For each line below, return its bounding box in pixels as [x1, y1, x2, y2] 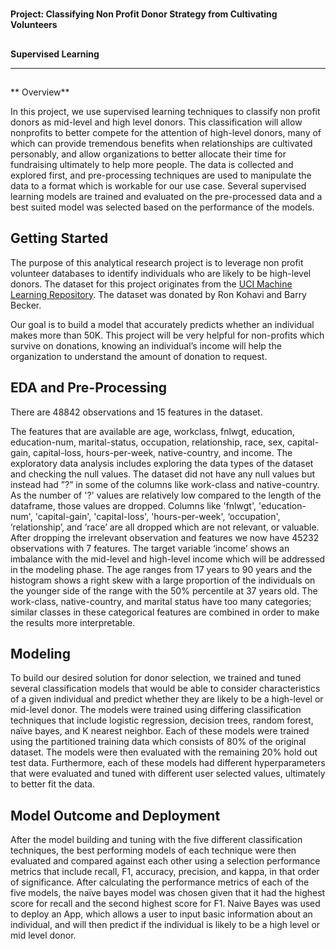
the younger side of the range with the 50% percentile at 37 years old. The [10, 584, 318, 597]
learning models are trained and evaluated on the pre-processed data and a [10, 190, 323, 202]
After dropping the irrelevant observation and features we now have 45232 [10, 531, 320, 543]
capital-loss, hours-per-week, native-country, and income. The [33, 446, 293, 458]
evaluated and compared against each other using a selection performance [10, 855, 321, 867]
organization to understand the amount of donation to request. [10, 350, 268, 362]
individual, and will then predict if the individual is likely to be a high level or [10, 919, 321, 931]
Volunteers [10, 19, 58, 31]
